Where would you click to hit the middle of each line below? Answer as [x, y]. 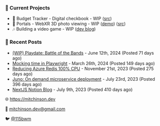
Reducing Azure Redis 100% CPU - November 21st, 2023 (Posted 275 [83, 68]
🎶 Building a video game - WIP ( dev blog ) [54, 29]
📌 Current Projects [28, 8]
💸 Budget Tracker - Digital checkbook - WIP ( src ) [62, 19]
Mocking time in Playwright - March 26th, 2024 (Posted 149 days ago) [83, 63]
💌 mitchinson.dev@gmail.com [35, 109]
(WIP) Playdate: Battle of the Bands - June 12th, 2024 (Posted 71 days [83, 53]
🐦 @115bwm [18, 119]
